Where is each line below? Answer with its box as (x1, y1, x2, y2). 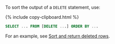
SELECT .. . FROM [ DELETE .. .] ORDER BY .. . (5, 24, 99, 29)
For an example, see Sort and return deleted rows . (5, 33, 110, 39)
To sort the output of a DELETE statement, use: (5, 5, 100, 10)
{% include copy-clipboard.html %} (5, 14, 80, 20)
